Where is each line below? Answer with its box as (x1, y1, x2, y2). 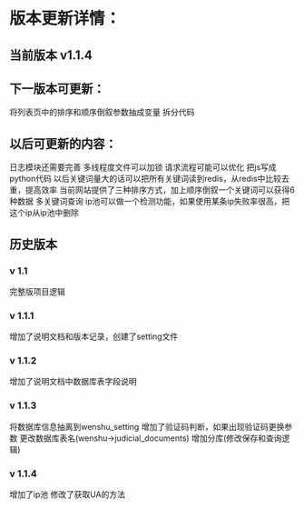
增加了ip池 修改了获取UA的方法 (9, 489, 125, 500)
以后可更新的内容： (9, 135, 117, 151)
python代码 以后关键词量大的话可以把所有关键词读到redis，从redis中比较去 (9, 174, 289, 185)
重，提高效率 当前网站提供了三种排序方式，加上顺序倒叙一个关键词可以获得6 (9, 185, 295, 195)
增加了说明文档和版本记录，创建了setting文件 (9, 331, 179, 342)
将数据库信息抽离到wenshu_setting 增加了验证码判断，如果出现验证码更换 (9, 421, 285, 432)
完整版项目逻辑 (9, 285, 65, 296)
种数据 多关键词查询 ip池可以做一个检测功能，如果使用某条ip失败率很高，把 (9, 196, 290, 207)
